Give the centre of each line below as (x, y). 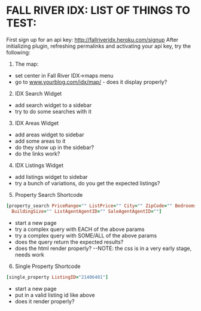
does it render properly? (45, 301)
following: (18, 52)
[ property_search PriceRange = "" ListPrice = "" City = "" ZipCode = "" (89, 206)
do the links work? (37, 154)
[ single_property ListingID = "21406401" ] (57, 277)
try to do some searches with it (53, 111)
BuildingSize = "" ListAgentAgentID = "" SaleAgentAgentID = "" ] (87, 211)
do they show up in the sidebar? (54, 147)
